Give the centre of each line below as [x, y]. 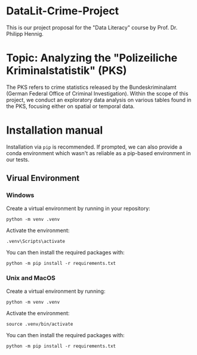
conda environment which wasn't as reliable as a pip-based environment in [98, 153]
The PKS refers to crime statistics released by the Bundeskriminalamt [91, 87]
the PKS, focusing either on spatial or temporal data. [70, 106]
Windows [20, 195]
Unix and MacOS [31, 278]
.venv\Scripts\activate [36, 241]
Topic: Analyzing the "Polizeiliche [92, 58]
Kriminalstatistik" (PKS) [67, 71]
